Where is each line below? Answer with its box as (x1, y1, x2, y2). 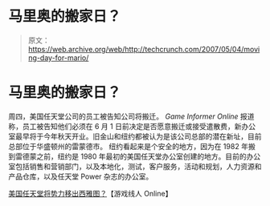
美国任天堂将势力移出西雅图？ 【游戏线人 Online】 (8, 188, 173, 198)
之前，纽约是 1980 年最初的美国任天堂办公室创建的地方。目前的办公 (35, 151, 261, 161)
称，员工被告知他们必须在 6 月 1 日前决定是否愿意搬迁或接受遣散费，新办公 (8, 121, 256, 131)
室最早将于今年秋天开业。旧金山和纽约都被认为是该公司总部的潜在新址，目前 (8, 131, 262, 141)
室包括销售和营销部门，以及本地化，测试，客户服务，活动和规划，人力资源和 (8, 161, 262, 171)
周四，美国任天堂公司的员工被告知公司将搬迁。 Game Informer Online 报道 (8, 111, 255, 121)
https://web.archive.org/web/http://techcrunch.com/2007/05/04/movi (27, 44, 260, 54)
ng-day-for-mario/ (27, 53, 89, 63)
